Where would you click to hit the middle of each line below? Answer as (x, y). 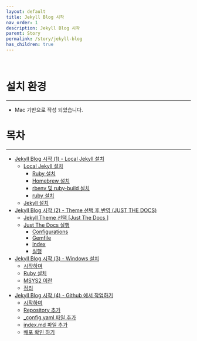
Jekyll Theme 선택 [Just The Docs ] (66, 217)
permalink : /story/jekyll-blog (44, 39)
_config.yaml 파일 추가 (50, 317)
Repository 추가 (42, 310)
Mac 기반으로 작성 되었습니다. (49, 110)
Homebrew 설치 (51, 181)
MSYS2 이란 (38, 280)
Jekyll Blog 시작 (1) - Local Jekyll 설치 (59, 158)
